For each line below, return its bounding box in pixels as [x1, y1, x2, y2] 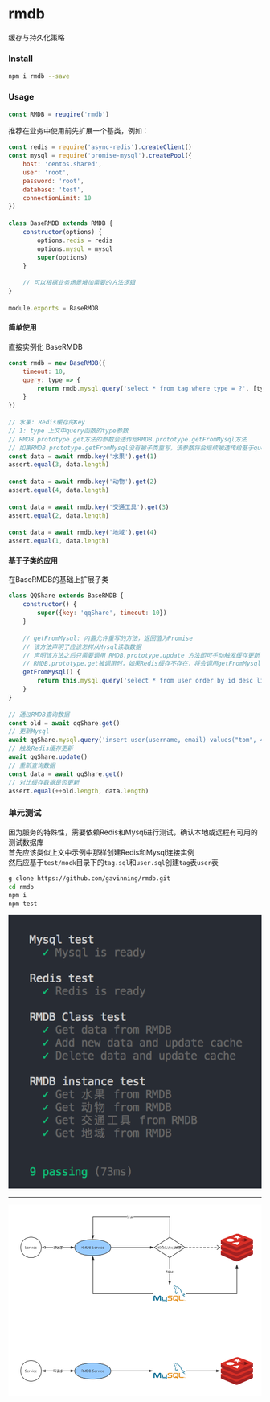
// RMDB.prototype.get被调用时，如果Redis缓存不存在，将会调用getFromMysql [22, 660, 261, 668]
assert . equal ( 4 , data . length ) [8, 486, 110, 494]
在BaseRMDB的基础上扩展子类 [8, 575, 109, 584]
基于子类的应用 [8, 555, 58, 565]
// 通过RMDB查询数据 [8, 711, 70, 719]
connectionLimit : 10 [22, 194, 92, 202]
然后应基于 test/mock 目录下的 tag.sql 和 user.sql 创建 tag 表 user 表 [8, 857, 219, 867]
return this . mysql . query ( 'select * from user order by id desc [37, 677, 253, 685]
